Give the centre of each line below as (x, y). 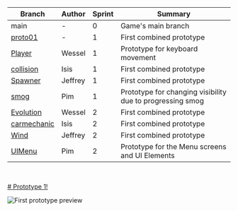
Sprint (103, 14)
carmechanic (33, 124)
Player (21, 53)
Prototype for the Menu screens (173, 146)
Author (74, 14)
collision (25, 69)
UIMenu (24, 151)
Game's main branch (155, 26)
